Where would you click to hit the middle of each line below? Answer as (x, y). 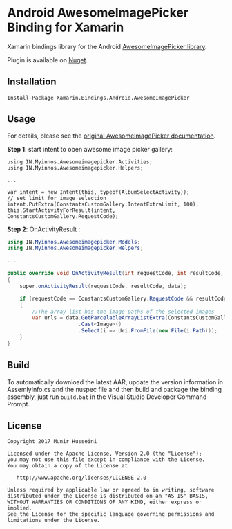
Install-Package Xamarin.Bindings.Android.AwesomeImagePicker (98, 98)
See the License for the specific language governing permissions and (111, 514)
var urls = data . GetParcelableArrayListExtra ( (100, 318)
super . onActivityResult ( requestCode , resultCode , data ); (103, 286)
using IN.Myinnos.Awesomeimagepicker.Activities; (80, 162)
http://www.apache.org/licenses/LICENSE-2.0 (81, 478)
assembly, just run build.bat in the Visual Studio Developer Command (107, 397)
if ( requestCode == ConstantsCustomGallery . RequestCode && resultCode (123, 298)
